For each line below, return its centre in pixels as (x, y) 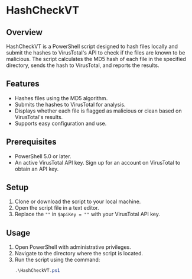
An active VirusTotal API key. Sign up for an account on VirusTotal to (97, 162)
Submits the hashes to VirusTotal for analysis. (70, 104)
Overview (25, 32)
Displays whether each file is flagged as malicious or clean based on (98, 111)
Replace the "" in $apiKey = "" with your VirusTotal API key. (87, 214)
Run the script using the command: (57, 260)
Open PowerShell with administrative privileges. (73, 247)
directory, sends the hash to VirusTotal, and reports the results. (83, 65)
